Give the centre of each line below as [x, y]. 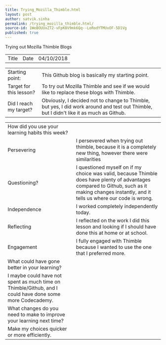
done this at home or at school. [112, 233]
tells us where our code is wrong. [114, 198]
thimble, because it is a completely [116, 147]
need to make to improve [36, 315]
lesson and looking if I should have [116, 227]
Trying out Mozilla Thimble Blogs [39, 47]
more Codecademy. [30, 300]
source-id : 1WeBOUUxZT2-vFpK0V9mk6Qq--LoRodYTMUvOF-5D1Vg [66, 28]
